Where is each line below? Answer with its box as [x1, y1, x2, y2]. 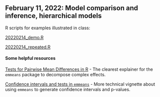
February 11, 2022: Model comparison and [5, 4, 138, 12]
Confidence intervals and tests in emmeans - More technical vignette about [5, 81, 156, 87]
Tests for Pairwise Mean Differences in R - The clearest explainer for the [5, 66, 153, 72]
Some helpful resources [5, 55, 56, 61]
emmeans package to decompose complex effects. [5, 72, 106, 78]
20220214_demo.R [5, 34, 44, 40]
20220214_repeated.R [5, 44, 51, 50]
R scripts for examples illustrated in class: [5, 25, 90, 31]
